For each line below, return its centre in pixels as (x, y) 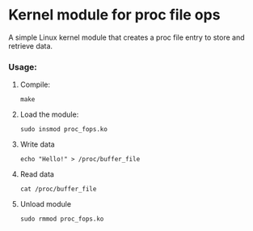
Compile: (35, 85)
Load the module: (49, 114)
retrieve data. (31, 45)
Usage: (23, 66)
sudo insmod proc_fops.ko (63, 130)
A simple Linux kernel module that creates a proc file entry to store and (126, 37)
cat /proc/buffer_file (58, 189)
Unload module (45, 204)
